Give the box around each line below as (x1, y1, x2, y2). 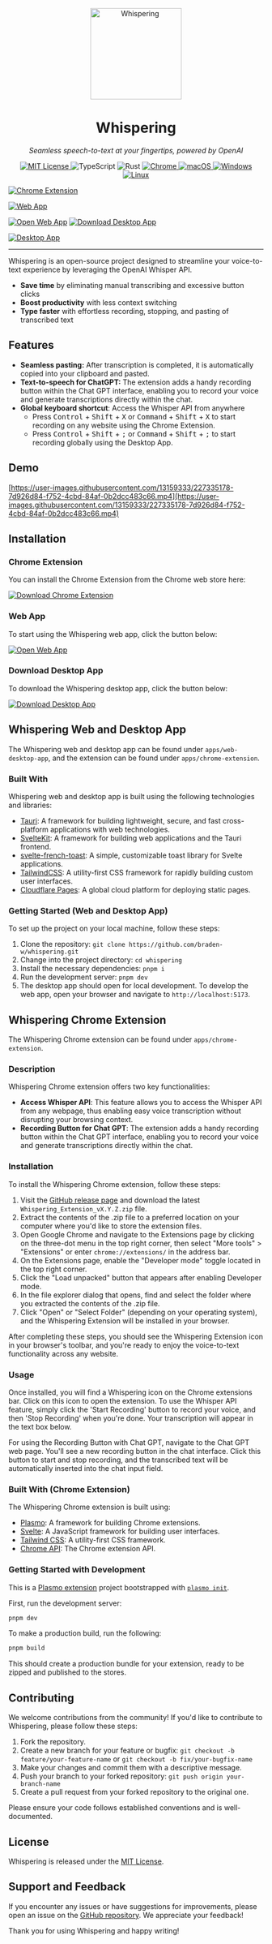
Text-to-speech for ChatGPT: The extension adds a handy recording (19, 377, 252, 387)
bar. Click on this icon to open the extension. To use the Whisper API (8, 1396, 237, 1405)
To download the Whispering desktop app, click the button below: (8, 683, 228, 693)
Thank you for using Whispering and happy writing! (8, 1925, 180, 1935)
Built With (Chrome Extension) (8, 1483, 131, 1495)
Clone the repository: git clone (19, 940, 125, 949)
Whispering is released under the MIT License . (8, 1856, 164, 1866)
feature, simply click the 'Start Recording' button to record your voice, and (8, 1404, 257, 1414)
